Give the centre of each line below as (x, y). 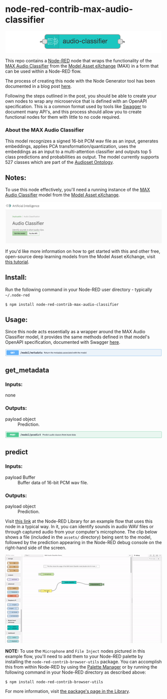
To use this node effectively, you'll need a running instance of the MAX (78, 190)
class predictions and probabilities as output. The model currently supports (82, 157)
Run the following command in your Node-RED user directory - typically (79, 289)
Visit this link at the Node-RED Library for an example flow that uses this (79, 521)
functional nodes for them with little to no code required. (63, 117)
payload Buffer (20, 477)
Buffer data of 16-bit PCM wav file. (53, 482)
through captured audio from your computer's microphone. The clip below (81, 532)
